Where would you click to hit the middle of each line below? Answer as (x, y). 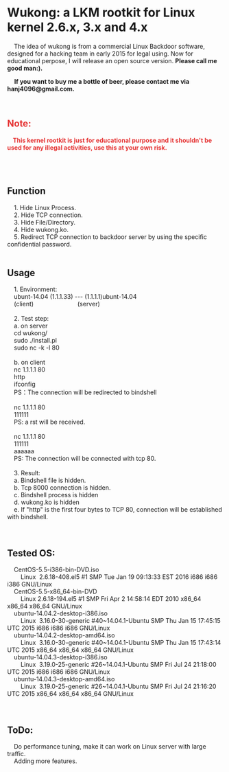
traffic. (16, 754)
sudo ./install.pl (35, 341)
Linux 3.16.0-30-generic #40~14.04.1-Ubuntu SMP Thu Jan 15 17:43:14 (121, 643)
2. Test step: (31, 319)
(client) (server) (57, 304)
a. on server (31, 326)
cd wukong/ (31, 333)
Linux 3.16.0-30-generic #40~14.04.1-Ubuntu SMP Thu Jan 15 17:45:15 (120, 621)
